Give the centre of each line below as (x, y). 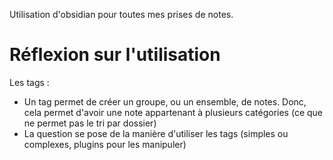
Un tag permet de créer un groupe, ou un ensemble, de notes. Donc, (165, 101)
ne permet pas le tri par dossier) (90, 123)
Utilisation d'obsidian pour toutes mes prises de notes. (121, 14)
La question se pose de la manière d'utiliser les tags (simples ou (156, 133)
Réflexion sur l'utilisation (115, 55)
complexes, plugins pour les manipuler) (105, 144)
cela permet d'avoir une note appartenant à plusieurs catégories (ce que (173, 112)
